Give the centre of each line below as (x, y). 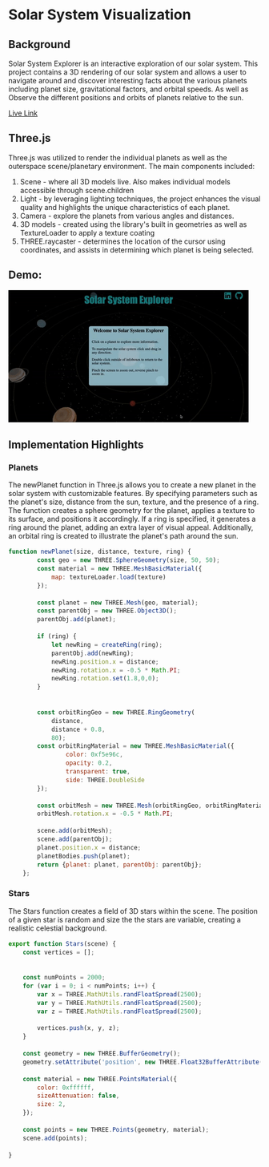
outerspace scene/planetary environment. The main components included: (132, 166)
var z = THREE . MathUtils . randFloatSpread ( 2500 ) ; (120, 1012)
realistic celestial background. (58, 928)
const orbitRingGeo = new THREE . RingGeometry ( (116, 712)
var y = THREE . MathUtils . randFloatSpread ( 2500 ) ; (120, 1003)
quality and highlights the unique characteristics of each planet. (125, 207)
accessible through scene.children (77, 190)
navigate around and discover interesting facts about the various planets (128, 81)
